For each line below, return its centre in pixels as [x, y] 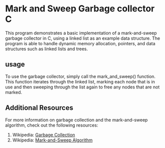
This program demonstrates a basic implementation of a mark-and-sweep [81, 33]
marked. [14, 92]
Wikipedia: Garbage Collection [44, 135]
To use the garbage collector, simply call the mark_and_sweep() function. [81, 76]
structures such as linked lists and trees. [47, 49]
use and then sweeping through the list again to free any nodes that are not [82, 87]
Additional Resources [39, 108]
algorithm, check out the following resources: [52, 125]
